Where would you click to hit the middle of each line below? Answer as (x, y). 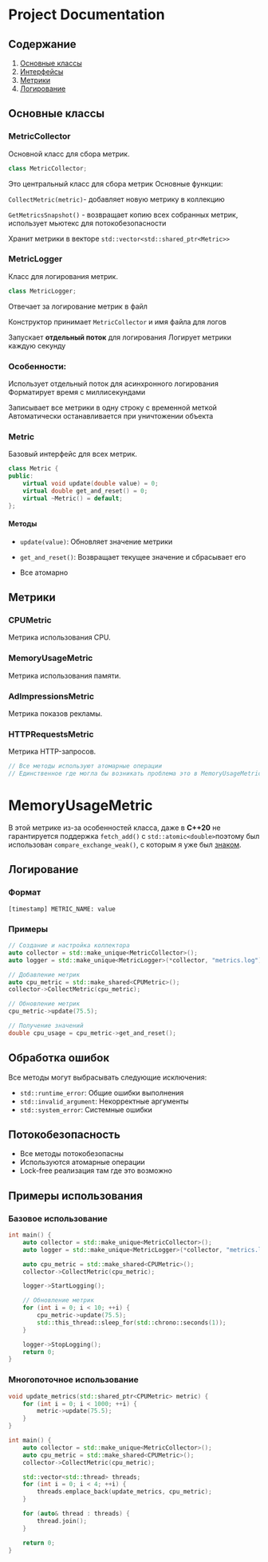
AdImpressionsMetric (51, 696)
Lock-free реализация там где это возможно (96, 1171)
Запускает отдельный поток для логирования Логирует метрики (120, 337)
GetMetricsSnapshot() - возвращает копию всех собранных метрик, (123, 214)
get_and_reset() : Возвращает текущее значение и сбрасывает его (133, 557)
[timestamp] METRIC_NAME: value (62, 909)
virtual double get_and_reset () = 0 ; (85, 491)
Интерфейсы (41, 72)
